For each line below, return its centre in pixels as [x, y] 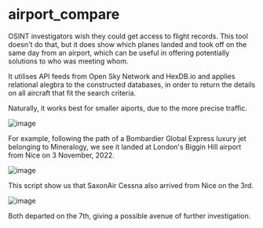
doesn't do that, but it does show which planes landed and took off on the [128, 44]
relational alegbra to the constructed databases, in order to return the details [132, 85]
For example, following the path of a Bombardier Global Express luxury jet [127, 138]
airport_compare [64, 14]
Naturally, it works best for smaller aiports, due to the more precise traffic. [128, 108]
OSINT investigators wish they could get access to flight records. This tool [128, 36]
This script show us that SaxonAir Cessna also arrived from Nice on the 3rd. [131, 185]
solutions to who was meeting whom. [68, 61]
